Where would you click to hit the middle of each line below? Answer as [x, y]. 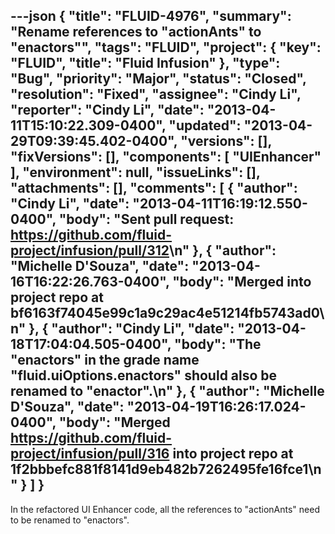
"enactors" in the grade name [105, 360]
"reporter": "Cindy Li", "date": [107, 110]
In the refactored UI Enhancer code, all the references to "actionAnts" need [165, 509]
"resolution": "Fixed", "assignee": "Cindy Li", [156, 94]
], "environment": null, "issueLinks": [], [135, 172]
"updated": [205, 125]
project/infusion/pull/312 [90, 250]
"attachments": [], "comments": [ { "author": [154, 188]
